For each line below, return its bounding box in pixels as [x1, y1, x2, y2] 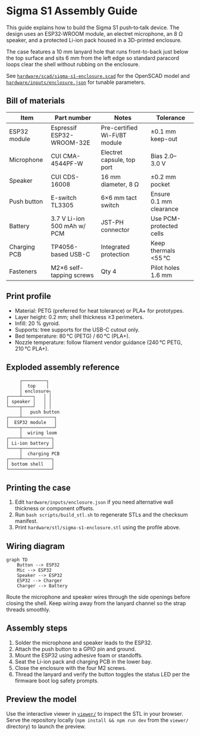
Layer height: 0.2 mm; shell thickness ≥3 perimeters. [14, 313, 144, 320]
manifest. [14, 517, 38, 525]
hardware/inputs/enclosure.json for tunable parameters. [6, 79, 146, 86]
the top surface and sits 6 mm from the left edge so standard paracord [6, 54, 180, 61]
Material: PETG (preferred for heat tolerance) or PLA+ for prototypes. [14, 307, 185, 314]
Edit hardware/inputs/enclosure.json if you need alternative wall [14, 498, 174, 506]
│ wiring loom [19, 430, 58, 436]
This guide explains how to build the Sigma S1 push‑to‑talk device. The [6, 24, 180, 31]
